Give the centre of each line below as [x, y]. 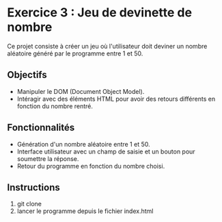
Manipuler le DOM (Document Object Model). [81, 91]
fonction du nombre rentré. [55, 106]
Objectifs [27, 75]
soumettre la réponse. [48, 158]
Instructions [33, 187]
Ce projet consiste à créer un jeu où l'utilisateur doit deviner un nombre [107, 46]
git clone [29, 204]
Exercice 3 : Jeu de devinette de [100, 13]
